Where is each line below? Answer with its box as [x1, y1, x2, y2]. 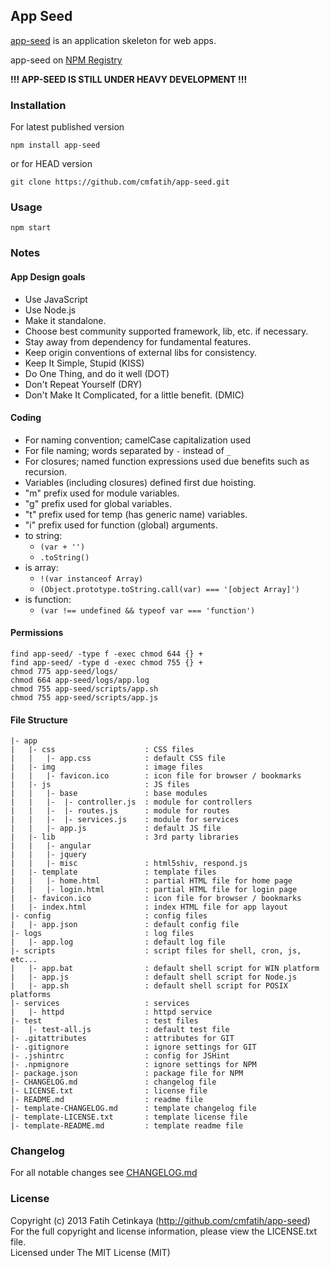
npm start [10, 223, 52, 233]
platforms [10, 990, 52, 1000]
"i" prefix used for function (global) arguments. [24, 519, 218, 531]
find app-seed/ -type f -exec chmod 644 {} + [10, 649, 203, 659]
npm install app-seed [10, 140, 101, 151]
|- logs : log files [10, 929, 195, 939]
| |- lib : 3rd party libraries [10, 832, 240, 843]
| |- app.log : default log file [10, 937, 226, 948]
